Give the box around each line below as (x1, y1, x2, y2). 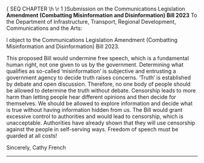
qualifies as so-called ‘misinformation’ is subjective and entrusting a (6, 68, 176, 75)
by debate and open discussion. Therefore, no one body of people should (6, 80, 191, 88)
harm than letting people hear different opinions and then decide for (6, 94, 177, 100)
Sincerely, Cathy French (6, 144, 66, 151)
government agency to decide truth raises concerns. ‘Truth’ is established (6, 74, 191, 81)
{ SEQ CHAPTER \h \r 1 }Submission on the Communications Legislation (6, 5, 185, 12)
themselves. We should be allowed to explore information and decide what (6, 100, 193, 107)
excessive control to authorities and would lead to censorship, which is (6, 113, 184, 120)
